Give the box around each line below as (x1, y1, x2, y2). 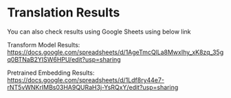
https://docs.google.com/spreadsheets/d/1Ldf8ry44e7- (7, 75, 165, 84)
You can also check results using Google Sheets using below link (7, 27, 191, 36)
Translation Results (7, 5, 120, 21)
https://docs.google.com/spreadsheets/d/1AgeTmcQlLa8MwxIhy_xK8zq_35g (7, 48, 224, 56)
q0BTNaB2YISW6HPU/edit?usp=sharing (7, 55, 122, 63)
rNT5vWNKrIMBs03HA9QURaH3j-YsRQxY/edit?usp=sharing (7, 83, 179, 91)
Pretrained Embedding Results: (7, 69, 95, 77)
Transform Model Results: (7, 40, 80, 49)
